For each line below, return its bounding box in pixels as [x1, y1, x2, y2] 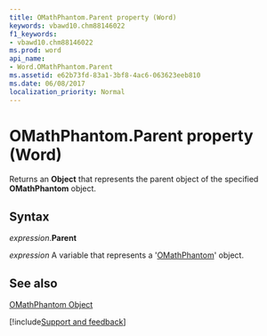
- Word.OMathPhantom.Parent [9, 63, 114, 72]
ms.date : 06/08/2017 [9, 79, 86, 88]
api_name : [9, 54, 46, 63]
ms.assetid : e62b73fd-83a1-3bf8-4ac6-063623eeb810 [9, 71, 201, 80]
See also [9, 276, 58, 291]
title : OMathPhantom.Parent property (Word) [9, 12, 177, 22]
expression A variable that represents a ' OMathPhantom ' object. [9, 250, 245, 260]
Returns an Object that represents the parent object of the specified [9, 174, 259, 185]
